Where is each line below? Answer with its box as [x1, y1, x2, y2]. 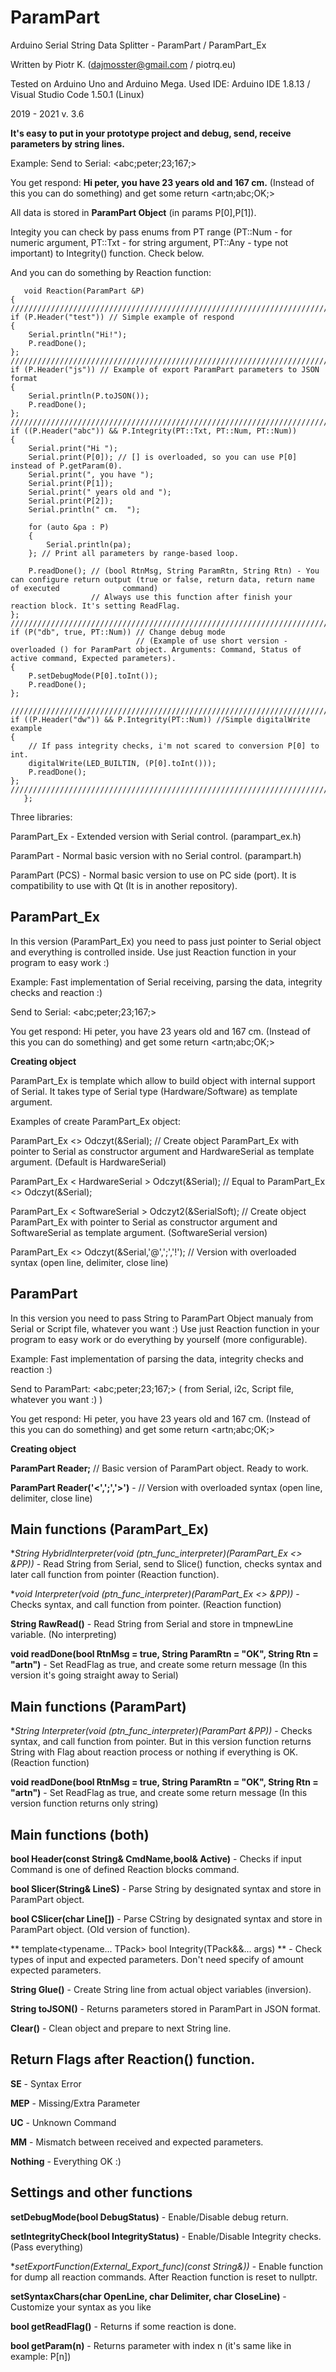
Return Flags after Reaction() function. [10, 2051, 256, 2068]
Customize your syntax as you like [10, 2301, 152, 2313]
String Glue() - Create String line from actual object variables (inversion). [10, 1984, 312, 1995]
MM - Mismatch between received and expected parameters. [10, 2136, 264, 2148]
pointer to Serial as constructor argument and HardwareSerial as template [10, 1145, 315, 1157]
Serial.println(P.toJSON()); [28, 391, 150, 401]
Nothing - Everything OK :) [10, 2155, 122, 2167]
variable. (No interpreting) [10, 1629, 117, 1641]
